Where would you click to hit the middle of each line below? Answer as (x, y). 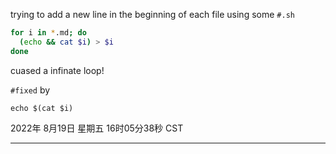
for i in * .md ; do (48, 33)
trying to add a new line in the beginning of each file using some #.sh (152, 14)
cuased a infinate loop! (57, 70)
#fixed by (30, 90)
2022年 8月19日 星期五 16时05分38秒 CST (97, 128)
